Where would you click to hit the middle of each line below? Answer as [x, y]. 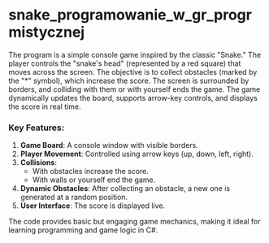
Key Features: [37, 128]
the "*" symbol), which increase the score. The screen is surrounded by [129, 80]
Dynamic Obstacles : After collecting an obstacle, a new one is [125, 189]
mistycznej [47, 32]
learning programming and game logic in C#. [83, 230]
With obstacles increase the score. [90, 171]
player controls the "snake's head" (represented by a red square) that [125, 63]
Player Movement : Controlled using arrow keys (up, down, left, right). [137, 154]
